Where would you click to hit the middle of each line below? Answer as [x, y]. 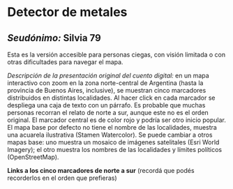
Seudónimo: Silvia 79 [54, 38]
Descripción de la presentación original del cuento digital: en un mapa [108, 75]
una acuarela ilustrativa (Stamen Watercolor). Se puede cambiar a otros [110, 135]
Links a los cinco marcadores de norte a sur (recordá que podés [101, 171]
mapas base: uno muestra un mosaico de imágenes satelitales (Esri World [113, 142]
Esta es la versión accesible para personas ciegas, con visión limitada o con [116, 54]
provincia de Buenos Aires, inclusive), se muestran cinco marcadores [107, 90]
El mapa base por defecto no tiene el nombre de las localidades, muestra [112, 127]
